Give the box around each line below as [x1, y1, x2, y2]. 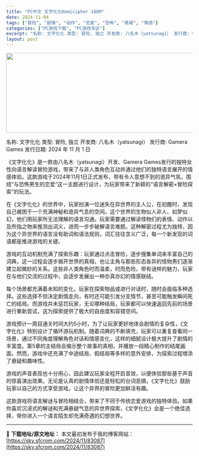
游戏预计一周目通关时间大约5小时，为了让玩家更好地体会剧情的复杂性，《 [6, 320, 184, 327]
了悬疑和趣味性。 [6, 357, 48, 364]
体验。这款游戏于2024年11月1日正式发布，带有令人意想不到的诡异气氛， [11, 173, 187, 180]
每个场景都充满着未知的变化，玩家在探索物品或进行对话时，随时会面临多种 [6, 286, 188, 292]
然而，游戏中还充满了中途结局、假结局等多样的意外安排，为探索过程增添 [16, 350, 193, 357]
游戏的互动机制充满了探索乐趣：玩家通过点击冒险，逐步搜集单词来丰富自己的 [6, 251, 193, 257]
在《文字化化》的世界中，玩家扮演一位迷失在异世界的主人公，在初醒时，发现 [6, 201, 193, 208]
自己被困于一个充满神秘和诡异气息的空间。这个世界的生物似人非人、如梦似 [6, 208, 188, 215]
